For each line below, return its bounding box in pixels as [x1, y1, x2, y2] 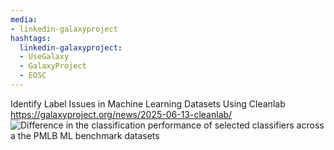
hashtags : [10, 33, 52, 43]
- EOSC [19, 71, 47, 81]
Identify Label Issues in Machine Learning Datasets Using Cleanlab [10, 97, 286, 110]
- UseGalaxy [19, 52, 70, 62]
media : [10, 14, 38, 25]
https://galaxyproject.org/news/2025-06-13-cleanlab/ [10, 108, 233, 120]
